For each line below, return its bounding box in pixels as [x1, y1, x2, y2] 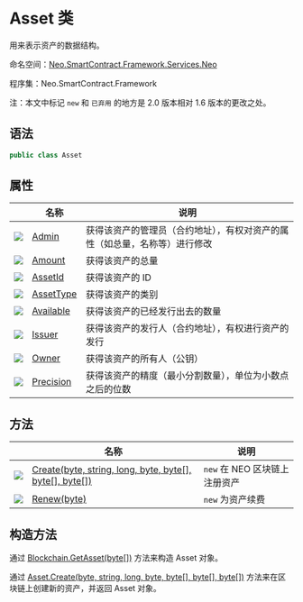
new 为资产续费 [203, 493, 266, 506]
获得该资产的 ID [85, 271, 151, 284]
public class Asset [9, 150, 83, 160]
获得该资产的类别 [85, 288, 159, 301]
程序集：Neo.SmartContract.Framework [9, 78, 158, 88]
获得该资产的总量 [85, 254, 159, 267]
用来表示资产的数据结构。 [9, 40, 105, 50]
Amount [32, 254, 66, 267]
